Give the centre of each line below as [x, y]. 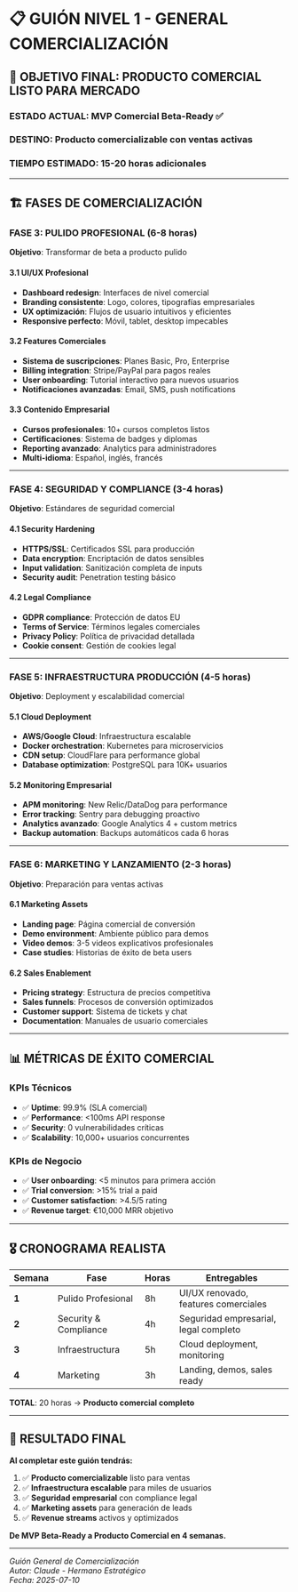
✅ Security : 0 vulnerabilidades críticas [93, 1127]
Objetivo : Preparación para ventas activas [86, 884]
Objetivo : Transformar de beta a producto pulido [98, 253]
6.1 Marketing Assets [49, 905]
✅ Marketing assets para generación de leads [107, 1508]
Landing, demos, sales [226, 1370]
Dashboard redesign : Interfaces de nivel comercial [116, 293]
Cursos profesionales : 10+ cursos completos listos [116, 430]
